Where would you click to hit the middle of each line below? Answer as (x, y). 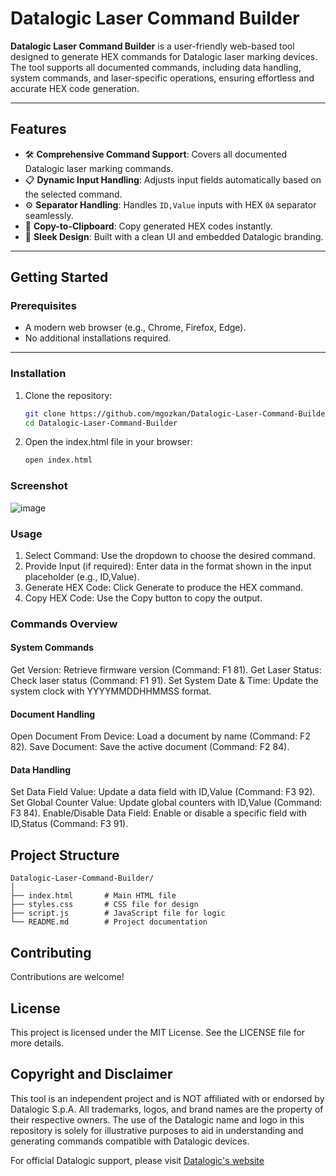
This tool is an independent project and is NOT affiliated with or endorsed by (167, 1098)
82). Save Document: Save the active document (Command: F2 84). (150, 747)
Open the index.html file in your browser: (108, 442)
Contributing (51, 952)
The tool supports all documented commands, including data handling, (156, 67)
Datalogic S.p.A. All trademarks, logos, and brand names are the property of (167, 1109)
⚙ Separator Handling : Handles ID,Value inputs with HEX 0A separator (170, 204)
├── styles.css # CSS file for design (104, 905)
